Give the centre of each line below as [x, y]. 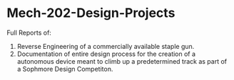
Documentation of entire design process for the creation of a [106, 54]
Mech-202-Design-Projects [91, 13]
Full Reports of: [29, 33]
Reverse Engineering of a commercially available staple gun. [106, 46]
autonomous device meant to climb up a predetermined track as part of [122, 61]
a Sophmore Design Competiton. [65, 69]
